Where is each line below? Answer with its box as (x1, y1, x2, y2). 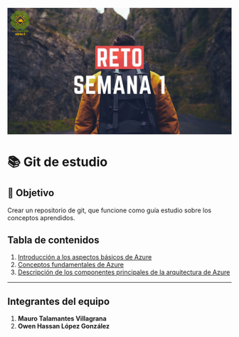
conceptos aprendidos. (7, 213, 75, 222)
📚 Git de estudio (7, 154, 108, 170)
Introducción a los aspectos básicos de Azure (17, 253, 152, 261)
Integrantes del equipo (7, 295, 110, 307)
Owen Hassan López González (17, 322, 110, 331)
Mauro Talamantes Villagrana (17, 314, 107, 323)
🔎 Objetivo (7, 187, 55, 199)
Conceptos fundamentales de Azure (17, 261, 124, 269)
